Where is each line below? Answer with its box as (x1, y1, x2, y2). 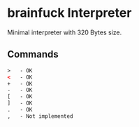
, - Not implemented (7, 112, 73, 120)
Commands (7, 48, 59, 60)
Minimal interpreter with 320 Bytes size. (7, 28, 122, 36)
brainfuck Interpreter (7, 5, 132, 21)
